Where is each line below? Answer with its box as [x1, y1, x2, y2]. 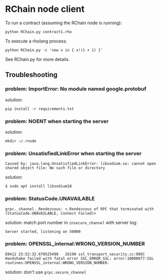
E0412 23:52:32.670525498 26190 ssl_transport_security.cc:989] [5, 251, 145, 257]
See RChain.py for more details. [5, 56, 70, 62]
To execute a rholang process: [5, 38, 67, 44]
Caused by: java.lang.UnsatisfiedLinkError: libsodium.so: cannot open [5, 161, 156, 166]
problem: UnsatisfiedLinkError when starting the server [5, 150, 142, 157]
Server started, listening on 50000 [5, 229, 81, 234]
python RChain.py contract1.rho [5, 29, 72, 34]
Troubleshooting [5, 71, 58, 79]
